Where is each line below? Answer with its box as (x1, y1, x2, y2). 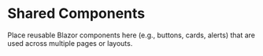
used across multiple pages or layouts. (7, 38, 133, 47)
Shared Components (7, 5, 146, 23)
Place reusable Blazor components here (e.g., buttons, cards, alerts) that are (7, 30, 255, 40)
